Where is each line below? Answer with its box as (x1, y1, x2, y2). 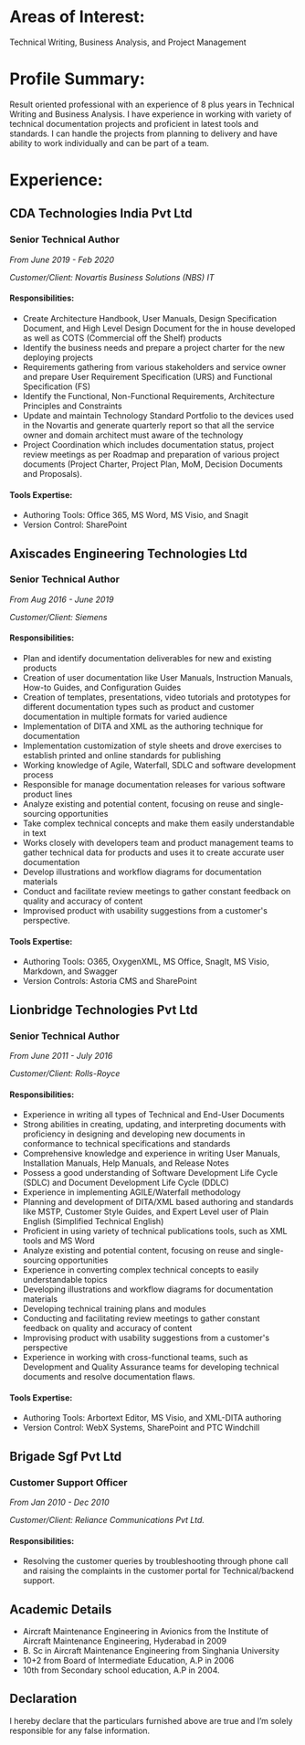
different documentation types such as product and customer (22, 702, 255, 713)
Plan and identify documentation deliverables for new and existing (22, 653, 272, 664)
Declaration (9, 1691, 78, 1707)
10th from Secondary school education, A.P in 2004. (22, 1665, 221, 1676)
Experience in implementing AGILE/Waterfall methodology (22, 1187, 241, 1198)
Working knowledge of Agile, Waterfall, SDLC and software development (22, 760, 297, 771)
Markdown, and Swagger (22, 966, 119, 977)
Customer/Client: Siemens (9, 611, 108, 622)
